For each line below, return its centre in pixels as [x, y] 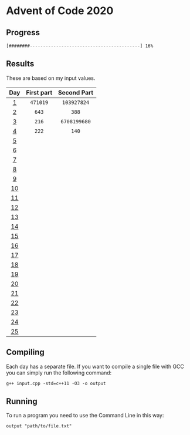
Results [20, 64]
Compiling [26, 353]
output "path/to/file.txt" [39, 426]
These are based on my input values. [51, 78]
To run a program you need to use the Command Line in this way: [85, 416]
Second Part [76, 92]
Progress [23, 33]
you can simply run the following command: [59, 372]
